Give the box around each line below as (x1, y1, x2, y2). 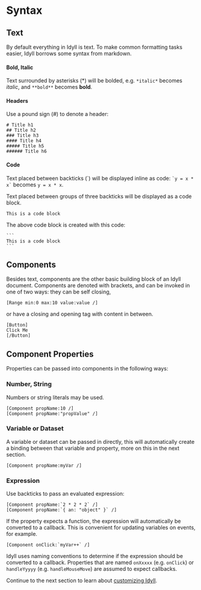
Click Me (6, 327, 28, 334)
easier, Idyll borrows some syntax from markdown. (6, 50, 132, 57)
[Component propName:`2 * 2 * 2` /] (6, 502, 98, 508)
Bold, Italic (6, 64, 34, 71)
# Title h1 (6, 122, 34, 128)
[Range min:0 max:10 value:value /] (6, 300, 98, 306)
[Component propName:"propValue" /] (6, 410, 98, 417)
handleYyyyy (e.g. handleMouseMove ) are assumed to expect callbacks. (6, 565, 178, 573)
